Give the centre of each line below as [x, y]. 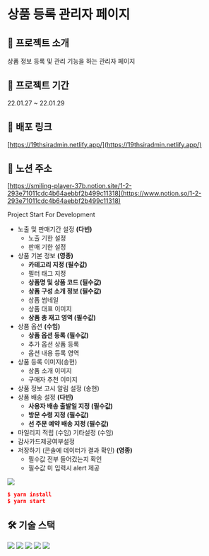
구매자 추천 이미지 [53, 380]
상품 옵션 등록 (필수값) [59, 335]
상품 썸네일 [43, 300]
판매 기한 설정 [47, 247]
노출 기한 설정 [47, 238]
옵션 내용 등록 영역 [54, 353]
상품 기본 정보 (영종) [46, 256]
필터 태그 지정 [47, 274]
